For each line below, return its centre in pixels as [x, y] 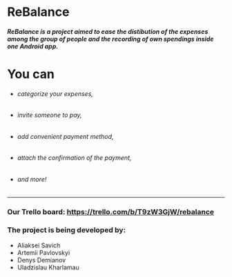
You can [31, 74]
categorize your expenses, [55, 93]
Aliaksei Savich [39, 245]
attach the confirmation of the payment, [74, 158]
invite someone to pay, [49, 115]
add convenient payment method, [65, 136]
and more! [32, 179]
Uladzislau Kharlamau [48, 267]
